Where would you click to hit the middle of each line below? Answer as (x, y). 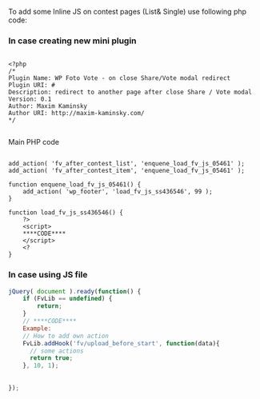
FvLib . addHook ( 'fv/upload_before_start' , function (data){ (121, 343)
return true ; (51, 358)
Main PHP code (34, 142)
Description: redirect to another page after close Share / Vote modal (130, 92)
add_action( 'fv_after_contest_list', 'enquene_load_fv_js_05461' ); (127, 164)
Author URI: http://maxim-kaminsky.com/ (77, 114)
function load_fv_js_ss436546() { (66, 213)
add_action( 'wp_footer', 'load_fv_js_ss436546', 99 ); (118, 192)
